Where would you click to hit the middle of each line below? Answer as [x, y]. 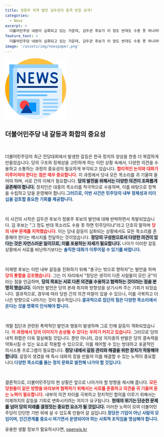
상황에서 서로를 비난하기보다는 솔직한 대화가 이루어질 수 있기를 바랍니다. [73, 250]
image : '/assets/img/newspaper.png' [42, 46]
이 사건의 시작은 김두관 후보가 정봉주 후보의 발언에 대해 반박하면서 [68, 219]
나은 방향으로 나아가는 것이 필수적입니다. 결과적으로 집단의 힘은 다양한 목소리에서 [81, 300]
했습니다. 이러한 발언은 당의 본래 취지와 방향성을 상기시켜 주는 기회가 [79, 288]
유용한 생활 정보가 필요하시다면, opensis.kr [46, 429]
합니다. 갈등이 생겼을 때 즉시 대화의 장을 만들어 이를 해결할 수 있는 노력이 [74, 356]
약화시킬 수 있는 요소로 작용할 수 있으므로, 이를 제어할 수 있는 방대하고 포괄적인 [80, 344]
